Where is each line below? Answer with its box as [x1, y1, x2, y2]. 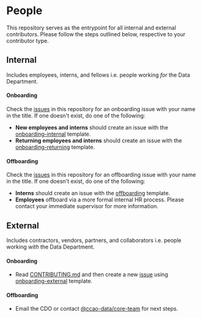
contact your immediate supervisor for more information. [15, 203, 159, 210]
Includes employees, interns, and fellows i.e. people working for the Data [6, 71, 190, 79]
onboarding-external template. [15, 277, 93, 285]
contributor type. [6, 37, 49, 44]
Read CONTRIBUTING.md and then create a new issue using [15, 271, 168, 278]
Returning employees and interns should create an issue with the [15, 136, 182, 144]
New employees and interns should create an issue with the [15, 123, 168, 131]
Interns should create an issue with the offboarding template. [15, 190, 170, 197]
